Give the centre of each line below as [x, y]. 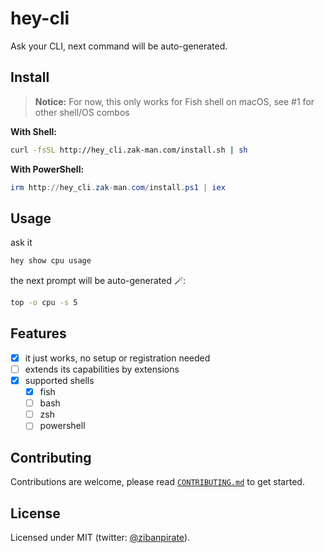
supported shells [59, 380]
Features [38, 333]
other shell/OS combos [82, 112]
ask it [21, 243]
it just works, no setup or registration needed [117, 358]
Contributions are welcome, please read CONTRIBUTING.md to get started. [157, 482]
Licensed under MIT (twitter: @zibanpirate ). [100, 537]
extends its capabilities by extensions [102, 369]
